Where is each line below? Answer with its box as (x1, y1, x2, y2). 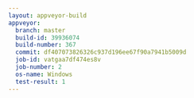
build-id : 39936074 (15, 33, 80, 42)
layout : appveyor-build (8, 11, 87, 20)
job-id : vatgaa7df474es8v (15, 56, 102, 64)
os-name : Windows (15, 70, 73, 78)
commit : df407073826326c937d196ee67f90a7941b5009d (15, 48, 187, 56)
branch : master (15, 26, 66, 34)
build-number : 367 (15, 41, 77, 49)
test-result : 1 (15, 77, 66, 85)
